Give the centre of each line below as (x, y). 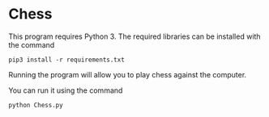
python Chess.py (36, 105)
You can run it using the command (66, 90)
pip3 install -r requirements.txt (67, 60)
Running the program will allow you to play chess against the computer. (128, 74)
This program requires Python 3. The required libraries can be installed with (134, 36)
